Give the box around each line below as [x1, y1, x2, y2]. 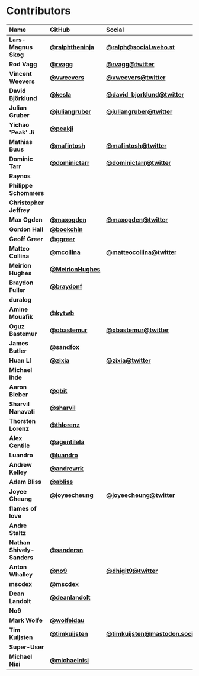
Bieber [9, 390, 28, 398]
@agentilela [49, 437, 85, 446]
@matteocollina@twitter [106, 248, 177, 256]
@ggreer [49, 235, 76, 243]
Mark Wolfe [9, 616, 43, 624]
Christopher [9, 198, 44, 207]
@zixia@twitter [106, 356, 151, 364]
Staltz [9, 528, 27, 537]
